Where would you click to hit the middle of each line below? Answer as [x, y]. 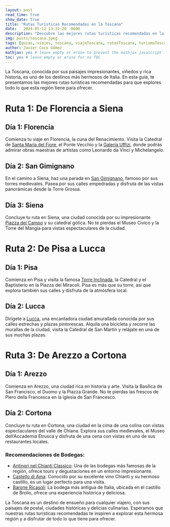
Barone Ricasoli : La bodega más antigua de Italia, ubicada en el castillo [87, 487]
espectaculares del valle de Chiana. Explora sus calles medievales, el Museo [85, 430]
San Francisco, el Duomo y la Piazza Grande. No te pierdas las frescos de [82, 391]
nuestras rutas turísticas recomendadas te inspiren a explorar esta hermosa [84, 513]
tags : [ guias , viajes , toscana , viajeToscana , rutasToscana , [71, 43]
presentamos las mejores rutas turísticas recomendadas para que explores [83, 82]
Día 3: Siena [25, 205]
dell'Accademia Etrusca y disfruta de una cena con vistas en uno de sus [80, 436]
